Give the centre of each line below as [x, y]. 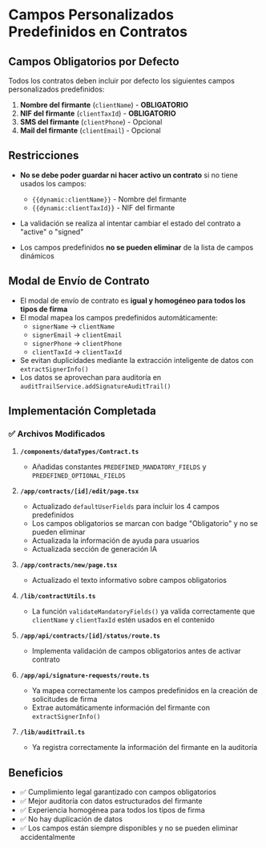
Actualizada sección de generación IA [95, 549]
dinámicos [37, 255]
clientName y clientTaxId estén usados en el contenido [123, 620]
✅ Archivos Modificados [57, 434]
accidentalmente [48, 838]
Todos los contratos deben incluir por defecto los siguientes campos [121, 81]
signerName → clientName [73, 326]
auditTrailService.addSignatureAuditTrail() [95, 386]
